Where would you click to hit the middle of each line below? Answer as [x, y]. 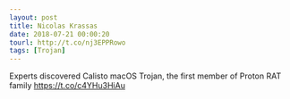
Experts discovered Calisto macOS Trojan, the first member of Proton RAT [145, 76]
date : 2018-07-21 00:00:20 [60, 34]
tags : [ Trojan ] [38, 51]
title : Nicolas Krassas [54, 26]
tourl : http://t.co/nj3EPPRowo [68, 42]
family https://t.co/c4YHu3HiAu [67, 86]
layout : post [34, 17]
